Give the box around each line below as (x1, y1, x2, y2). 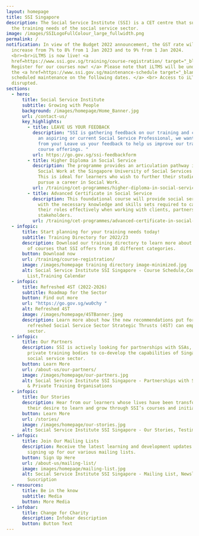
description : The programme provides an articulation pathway (32, 163, 190, 169)
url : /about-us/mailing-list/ (21, 460, 97, 466)
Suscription (27, 477, 57, 483)
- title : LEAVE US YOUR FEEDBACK (27, 124, 110, 130)
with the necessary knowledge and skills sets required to (37, 201, 187, 207)
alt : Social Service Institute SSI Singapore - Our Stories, (21, 427, 176, 433)
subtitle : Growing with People (21, 102, 99, 108)
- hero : (11, 91, 31, 97)
